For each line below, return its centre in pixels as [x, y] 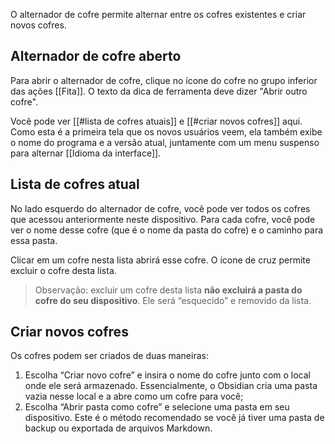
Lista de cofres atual [75, 184]
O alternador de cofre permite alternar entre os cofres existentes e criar [158, 14]
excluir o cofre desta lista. [63, 270]
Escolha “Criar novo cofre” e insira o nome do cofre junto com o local [167, 375]
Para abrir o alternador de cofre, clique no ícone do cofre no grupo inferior [164, 80]
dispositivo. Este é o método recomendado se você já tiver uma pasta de [174, 418]
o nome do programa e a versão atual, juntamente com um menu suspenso [165, 142]
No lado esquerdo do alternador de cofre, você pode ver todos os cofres [160, 208]
